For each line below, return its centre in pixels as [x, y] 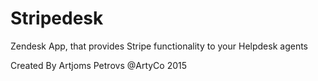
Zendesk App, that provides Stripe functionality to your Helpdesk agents [159, 46]
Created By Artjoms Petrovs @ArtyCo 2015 [99, 65]
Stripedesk [57, 18]
